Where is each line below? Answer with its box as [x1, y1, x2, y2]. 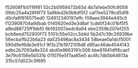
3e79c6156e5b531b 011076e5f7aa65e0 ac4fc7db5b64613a [5, 52, 128, 58]
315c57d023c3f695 [5, 58, 47, 63]
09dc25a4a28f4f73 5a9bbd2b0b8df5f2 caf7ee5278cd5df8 [5, 10, 129, 16]
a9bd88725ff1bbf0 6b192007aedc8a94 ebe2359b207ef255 [5, 26, 129, 32]
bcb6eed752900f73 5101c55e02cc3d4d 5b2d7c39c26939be [5, 31, 133, 37]
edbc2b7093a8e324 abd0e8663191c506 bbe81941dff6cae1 [5, 47, 130, 53]
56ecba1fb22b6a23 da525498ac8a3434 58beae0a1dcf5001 [5, 36, 131, 42]
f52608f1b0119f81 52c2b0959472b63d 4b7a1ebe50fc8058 [5, 5, 128, 10]
